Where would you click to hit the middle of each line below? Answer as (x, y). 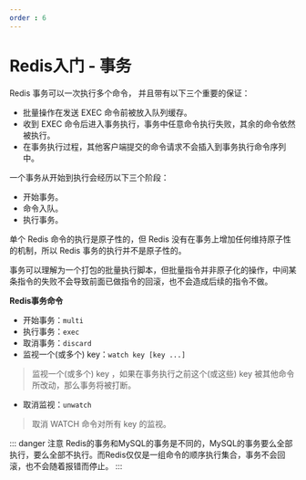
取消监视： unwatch (57, 404)
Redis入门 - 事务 (71, 66)
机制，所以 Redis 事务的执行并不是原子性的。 (102, 250)
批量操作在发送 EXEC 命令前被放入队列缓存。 (107, 112)
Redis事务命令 (36, 300)
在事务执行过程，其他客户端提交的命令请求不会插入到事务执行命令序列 (154, 146)
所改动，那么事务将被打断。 (84, 385)
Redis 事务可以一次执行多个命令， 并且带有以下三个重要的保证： (130, 93)
